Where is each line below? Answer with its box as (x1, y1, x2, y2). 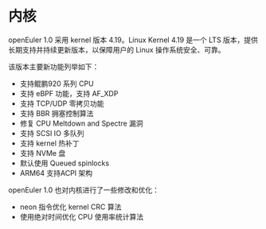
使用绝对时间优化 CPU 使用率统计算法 (19, 212, 144, 221)
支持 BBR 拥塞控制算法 (19, 108, 94, 118)
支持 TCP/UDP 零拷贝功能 (19, 99, 104, 108)
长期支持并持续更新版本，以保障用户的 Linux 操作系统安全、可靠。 (8, 45, 225, 54)
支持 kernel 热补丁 (19, 138, 80, 148)
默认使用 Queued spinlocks (19, 158, 110, 168)
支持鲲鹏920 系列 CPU (19, 79, 94, 88)
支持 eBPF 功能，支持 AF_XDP (19, 88, 119, 98)
